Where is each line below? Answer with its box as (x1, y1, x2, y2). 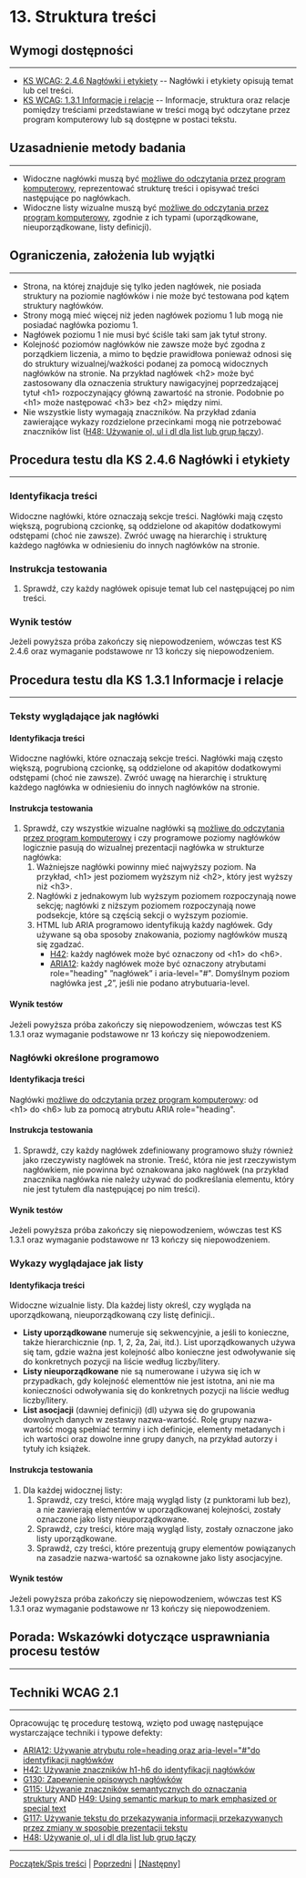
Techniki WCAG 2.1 (9, 1685, 119, 1700)
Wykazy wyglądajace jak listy (9, 1257, 144, 1270)
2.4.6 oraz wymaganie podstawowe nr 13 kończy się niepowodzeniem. (9, 646, 275, 657)
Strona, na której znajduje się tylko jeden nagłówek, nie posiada (22, 281, 261, 291)
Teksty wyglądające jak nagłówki (9, 710, 159, 723)
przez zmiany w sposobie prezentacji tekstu (22, 1822, 189, 1833)
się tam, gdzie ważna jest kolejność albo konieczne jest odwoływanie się (22, 1346, 296, 1358)
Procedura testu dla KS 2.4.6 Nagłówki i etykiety (9, 453, 291, 468)
